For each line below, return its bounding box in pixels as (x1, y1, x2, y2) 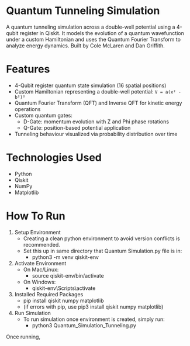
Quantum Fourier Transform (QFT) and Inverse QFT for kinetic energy (14, 99, 182, 106)
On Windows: (23, 278, 56, 285)
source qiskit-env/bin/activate (32, 272, 104, 279)
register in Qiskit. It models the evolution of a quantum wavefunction (19, 29, 184, 36)
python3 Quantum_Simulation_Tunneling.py (32, 321, 136, 328)
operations (14, 105, 41, 112)
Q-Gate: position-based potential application (23, 124, 131, 131)
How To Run (6, 209, 65, 223)
